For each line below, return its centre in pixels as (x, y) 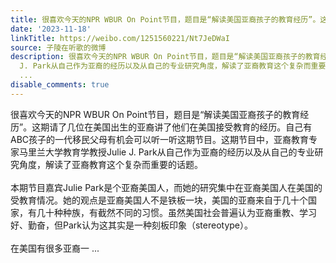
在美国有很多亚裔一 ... (55, 248)
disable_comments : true (60, 85)
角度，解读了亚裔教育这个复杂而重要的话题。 (110, 164)
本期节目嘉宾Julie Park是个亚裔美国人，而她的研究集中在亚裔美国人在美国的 (166, 187)
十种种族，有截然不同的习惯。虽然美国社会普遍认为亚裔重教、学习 (180, 212)
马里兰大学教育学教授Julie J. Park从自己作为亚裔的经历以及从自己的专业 (166, 152)
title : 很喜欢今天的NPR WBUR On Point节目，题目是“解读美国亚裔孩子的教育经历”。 (165, 19)
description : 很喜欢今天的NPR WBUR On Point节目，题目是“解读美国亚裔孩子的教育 (165, 57)
